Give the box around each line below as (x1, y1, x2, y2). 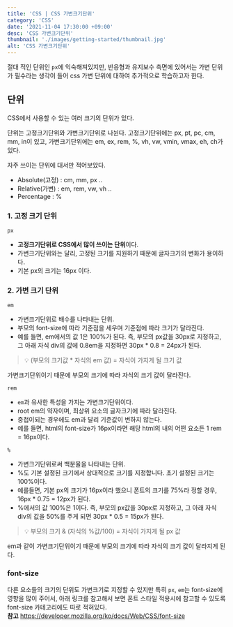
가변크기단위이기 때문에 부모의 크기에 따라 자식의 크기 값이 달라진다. (7, 371, 191, 379)
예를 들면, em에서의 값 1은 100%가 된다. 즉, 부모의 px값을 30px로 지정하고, (17, 332, 221, 341)
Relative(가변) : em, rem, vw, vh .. (17, 184, 112, 193)
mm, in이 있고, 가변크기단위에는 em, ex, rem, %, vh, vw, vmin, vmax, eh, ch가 (7, 137, 224, 145)
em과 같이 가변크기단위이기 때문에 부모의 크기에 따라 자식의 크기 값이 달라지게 (7, 542, 218, 550)
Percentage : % (17, 192, 63, 200)
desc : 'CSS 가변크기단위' (7, 29, 74, 37)
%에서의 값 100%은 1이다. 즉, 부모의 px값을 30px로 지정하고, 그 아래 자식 (17, 503, 217, 512)
